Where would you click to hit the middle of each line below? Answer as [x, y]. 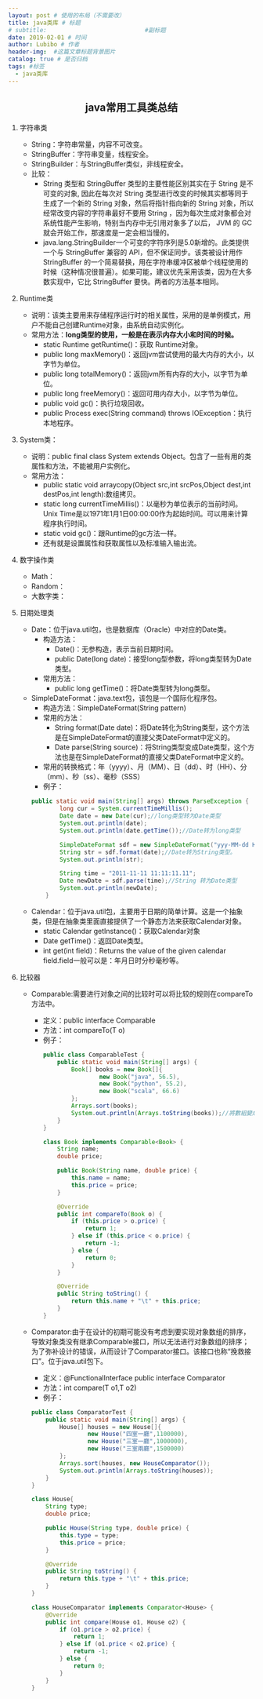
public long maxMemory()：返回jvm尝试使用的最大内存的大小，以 [148, 355]
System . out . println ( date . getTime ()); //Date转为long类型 [150, 830]
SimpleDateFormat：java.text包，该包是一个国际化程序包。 [126, 698]
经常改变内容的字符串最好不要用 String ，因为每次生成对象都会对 [147, 213]
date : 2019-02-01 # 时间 [47, 37]
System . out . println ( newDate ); [108, 888]
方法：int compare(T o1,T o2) [90, 1387]
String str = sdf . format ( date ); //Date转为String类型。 [148, 852]
